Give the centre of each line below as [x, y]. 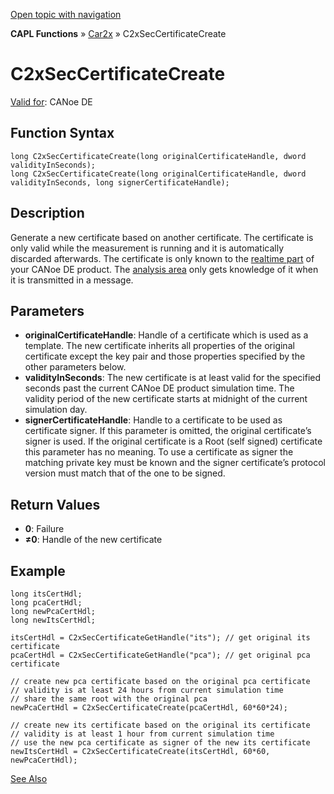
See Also [29, 778]
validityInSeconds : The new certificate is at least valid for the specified [173, 378]
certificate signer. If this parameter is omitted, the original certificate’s [168, 431]
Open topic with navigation [66, 14]
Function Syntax [62, 133]
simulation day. [56, 410]
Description [47, 213]
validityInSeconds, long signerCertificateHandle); [120, 182]
